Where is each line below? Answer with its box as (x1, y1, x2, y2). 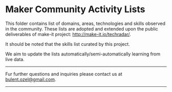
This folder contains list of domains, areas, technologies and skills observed (5, 20, 165, 26)
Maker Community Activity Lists (5, 4, 145, 15)
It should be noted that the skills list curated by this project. (5, 41, 131, 47)
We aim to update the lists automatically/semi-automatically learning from (5, 51, 160, 57)
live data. (5, 56, 25, 62)
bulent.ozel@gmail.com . (5, 76, 56, 82)
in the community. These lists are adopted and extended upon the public (5, 25, 159, 32)
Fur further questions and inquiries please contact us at (5, 71, 123, 77)
